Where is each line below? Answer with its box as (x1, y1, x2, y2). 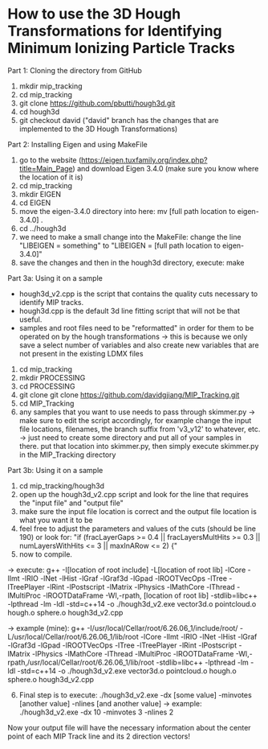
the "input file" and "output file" (18, 498, 124, 508)
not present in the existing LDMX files (18, 348, 144, 358)
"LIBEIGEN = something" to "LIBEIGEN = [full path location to (18, 241, 221, 250)
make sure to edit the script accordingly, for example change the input (18, 415, 252, 425)
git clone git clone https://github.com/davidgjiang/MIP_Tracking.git (18, 389, 240, 399)
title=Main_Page (18, 163, 73, 173)
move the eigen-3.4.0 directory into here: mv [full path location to (18, 206, 236, 216)
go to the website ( (18, 154, 82, 165)
